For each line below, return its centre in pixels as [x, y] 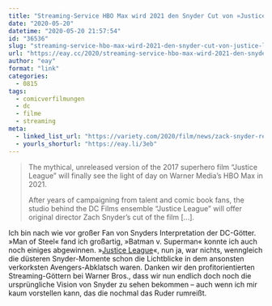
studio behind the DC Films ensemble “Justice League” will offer [135, 208]
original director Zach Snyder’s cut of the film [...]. [111, 217]
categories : [28, 76]
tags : [17, 91]
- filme [29, 114]
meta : [17, 129]
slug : [17, 46]
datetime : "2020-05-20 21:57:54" [65, 31]
